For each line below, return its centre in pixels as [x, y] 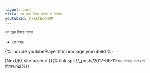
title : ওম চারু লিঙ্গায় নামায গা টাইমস [34, 14]
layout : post [18, 9]
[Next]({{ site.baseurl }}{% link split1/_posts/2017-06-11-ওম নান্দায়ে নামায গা [75, 61]
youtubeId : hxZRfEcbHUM [29, 18]
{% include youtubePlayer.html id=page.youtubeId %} [59, 52]
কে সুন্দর [18, 42]
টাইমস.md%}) [17, 66]
